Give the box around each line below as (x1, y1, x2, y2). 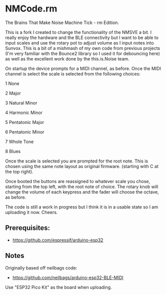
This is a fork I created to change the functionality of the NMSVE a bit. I (5, 29, 152, 35)
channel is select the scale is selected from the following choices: (5, 70, 141, 76)
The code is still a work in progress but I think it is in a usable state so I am (5, 203, 158, 210)
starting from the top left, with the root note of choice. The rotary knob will (5, 183, 158, 189)
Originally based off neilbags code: (5, 264, 77, 270)
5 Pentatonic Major (5, 119, 44, 125)
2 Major (5, 90, 21, 96)
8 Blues (5, 148, 21, 154)
